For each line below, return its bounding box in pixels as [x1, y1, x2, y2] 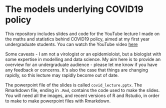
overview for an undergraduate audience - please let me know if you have [5, 61, 157, 67]
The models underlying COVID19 [5, 3, 143, 15]
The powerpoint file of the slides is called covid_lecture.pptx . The [5, 81, 142, 88]
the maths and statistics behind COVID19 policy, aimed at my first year [5, 36, 150, 42]
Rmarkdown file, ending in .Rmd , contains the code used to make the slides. [5, 87, 160, 93]
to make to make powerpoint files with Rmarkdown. [5, 97, 111, 103]
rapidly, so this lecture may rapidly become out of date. [5, 72, 119, 78]
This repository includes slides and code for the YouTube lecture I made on [5, 30, 160, 36]
